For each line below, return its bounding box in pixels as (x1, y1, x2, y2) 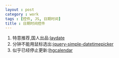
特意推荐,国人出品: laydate (12, 35, 65, 41)
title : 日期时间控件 (5, 21, 46, 26)
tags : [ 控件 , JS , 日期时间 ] (5, 16, 61, 21)
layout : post (5, 7, 35, 12)
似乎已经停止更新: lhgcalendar (12, 47, 73, 53)
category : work (5, 12, 39, 17)
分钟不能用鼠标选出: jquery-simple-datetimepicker (12, 41, 114, 47)
